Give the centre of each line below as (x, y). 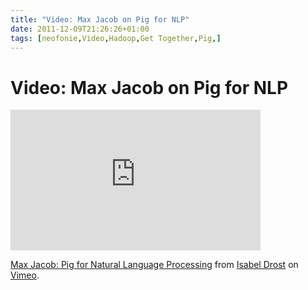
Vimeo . (25, 275)
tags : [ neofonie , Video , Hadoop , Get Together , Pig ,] (116, 38)
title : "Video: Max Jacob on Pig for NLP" (100, 19)
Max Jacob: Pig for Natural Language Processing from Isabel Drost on (154, 265)
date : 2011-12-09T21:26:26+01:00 (80, 29)
